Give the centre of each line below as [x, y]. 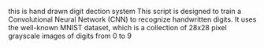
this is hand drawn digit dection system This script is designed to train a [125, 11]
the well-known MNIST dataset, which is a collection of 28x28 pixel [117, 27]
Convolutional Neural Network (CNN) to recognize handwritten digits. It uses [132, 19]
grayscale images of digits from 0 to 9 [70, 36]
